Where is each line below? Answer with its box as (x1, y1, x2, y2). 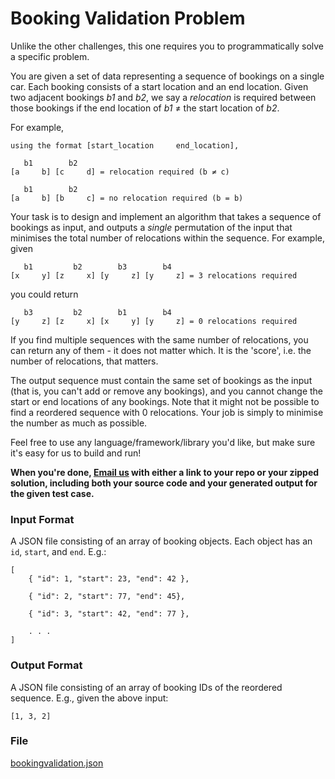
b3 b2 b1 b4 (23, 307, 172, 317)
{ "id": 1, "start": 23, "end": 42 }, (28, 574, 190, 584)
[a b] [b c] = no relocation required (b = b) (10, 193, 244, 203)
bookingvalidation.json (10, 757, 104, 769)
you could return (10, 288, 79, 300)
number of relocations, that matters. (10, 355, 159, 367)
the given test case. (10, 487, 95, 499)
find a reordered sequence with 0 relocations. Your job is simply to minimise (10, 406, 324, 418)
